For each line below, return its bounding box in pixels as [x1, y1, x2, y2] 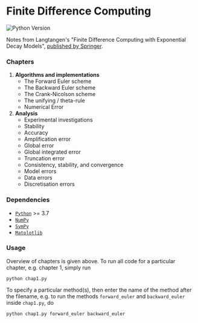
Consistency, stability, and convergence [24, 161, 124, 169]
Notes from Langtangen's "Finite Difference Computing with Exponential [6, 36, 186, 43]
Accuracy [24, 129, 48, 137]
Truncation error [24, 155, 65, 162]
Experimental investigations [24, 116, 93, 123]
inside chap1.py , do [6, 299, 54, 306]
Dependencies [6, 195, 50, 204]
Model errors [24, 168, 57, 175]
